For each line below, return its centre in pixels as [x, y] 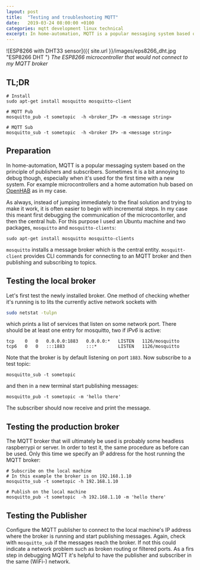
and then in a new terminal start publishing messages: [72, 386]
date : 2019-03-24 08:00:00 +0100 [50, 23]
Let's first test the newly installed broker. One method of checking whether [98, 295]
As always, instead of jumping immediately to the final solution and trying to [99, 202]
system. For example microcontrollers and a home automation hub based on [100, 184]
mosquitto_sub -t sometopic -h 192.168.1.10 [62, 482]
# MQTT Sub [20, 127]
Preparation [29, 151]
